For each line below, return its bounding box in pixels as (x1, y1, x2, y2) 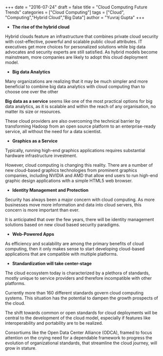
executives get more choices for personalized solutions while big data (5, 44, 146, 49)
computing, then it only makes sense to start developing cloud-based (5, 246, 145, 251)
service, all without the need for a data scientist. (5, 129, 102, 134)
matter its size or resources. (5, 109, 61, 114)
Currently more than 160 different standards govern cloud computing (5, 290, 144, 295)
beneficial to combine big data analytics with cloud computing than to (5, 84, 145, 89)
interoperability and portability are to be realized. (5, 320, 103, 326)
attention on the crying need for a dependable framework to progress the (5, 335, 153, 340)
